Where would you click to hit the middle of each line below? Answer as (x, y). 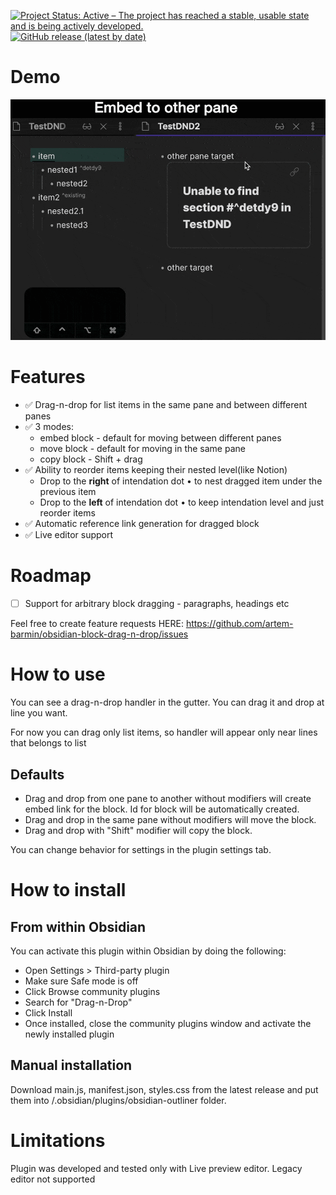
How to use (58, 674)
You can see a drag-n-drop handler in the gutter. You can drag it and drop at (167, 702)
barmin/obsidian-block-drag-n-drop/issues (99, 634)
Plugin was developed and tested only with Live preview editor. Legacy (156, 1168)
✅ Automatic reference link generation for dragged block (142, 524)
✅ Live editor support (69, 535)
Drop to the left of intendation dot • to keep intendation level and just (182, 502)
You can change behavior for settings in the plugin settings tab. (141, 849)
